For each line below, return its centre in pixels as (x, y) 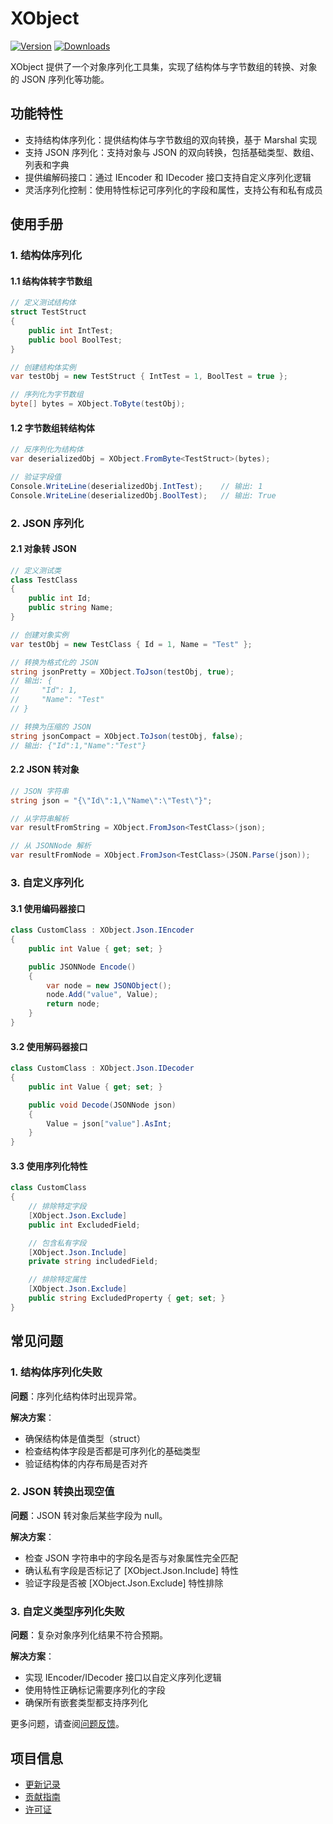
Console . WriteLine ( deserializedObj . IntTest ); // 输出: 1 (136, 486)
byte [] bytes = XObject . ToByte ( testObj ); (98, 404)
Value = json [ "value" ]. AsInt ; (109, 1123)
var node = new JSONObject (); (109, 985)
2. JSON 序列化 (47, 523)
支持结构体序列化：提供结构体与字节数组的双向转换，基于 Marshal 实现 (171, 139)
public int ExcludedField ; (84, 1225)
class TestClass (44, 580)
